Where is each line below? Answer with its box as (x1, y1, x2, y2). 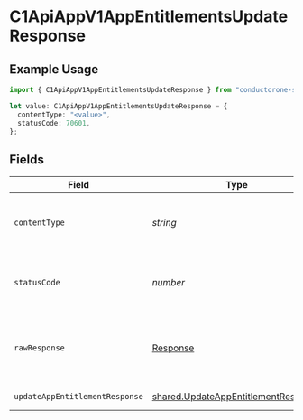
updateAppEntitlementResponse (14, 391, 144, 402)
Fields (9, 152, 45, 167)
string (151, 217, 178, 229)
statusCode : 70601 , (17, 118, 91, 127)
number (151, 276, 186, 289)
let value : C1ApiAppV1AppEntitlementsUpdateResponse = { (9, 101, 228, 110)
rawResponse (14, 343, 66, 353)
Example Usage (9, 61, 99, 77)
